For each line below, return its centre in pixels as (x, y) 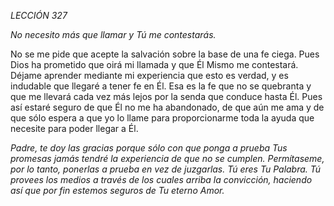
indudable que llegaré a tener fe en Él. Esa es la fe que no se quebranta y (161, 86)
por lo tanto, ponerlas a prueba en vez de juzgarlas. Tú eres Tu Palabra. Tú (166, 169)
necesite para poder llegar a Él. (74, 128)
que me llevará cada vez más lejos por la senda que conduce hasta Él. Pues (166, 96)
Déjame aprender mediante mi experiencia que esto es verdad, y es (149, 75)
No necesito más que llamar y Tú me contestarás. (113, 34)
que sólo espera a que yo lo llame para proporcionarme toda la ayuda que (162, 118)
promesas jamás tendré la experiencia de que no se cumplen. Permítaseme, (167, 158)
